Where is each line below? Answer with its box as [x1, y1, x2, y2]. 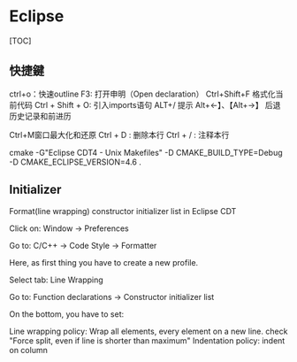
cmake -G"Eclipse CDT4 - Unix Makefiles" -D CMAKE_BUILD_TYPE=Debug [9, 147, 283, 158]
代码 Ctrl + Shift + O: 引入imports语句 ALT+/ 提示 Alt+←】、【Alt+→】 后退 [16, 99, 281, 110]
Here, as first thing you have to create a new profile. [9, 257, 199, 267]
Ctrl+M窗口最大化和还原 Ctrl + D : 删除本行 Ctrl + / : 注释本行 [9, 129, 230, 140]
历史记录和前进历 [9, 111, 72, 121]
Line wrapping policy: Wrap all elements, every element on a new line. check [9, 326, 288, 336]
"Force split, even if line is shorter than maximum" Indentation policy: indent [9, 335, 286, 346]
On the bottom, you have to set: [9, 308, 125, 320]
